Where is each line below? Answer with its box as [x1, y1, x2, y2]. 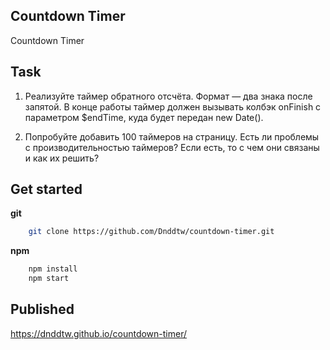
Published [10, 301, 75, 318]
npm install [28, 264, 78, 274]
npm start [28, 274, 70, 284]
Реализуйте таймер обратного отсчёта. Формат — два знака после [24, 90, 313, 102]
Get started [10, 181, 83, 198]
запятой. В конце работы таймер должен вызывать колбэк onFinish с [24, 100, 322, 113]
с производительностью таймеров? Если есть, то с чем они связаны [24, 141, 320, 153]
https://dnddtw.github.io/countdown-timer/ [10, 327, 188, 339]
